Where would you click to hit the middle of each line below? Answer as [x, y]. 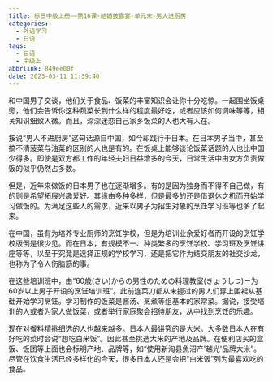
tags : [17, 46]
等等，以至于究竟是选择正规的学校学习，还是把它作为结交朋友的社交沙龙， [140, 253]
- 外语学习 [32, 31]
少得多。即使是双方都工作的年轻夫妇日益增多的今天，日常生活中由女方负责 [133, 158]
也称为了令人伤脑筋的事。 [51, 263]
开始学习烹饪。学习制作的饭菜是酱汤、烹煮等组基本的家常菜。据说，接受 [136, 301]
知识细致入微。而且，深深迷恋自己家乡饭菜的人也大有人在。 [115, 120]
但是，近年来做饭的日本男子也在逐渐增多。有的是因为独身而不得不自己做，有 [136, 185]
